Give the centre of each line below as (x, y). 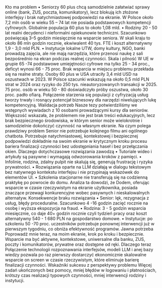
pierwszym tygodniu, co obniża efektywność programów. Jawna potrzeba (79, 229)
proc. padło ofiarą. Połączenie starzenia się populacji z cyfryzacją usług (77, 95)
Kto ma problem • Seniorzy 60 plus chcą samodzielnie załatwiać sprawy (78, 7)
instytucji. (15, 280)
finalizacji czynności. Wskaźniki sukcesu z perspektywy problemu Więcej (78, 265)
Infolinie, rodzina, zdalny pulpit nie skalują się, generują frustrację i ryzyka (79, 162)
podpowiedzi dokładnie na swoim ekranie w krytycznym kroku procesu (76, 141)
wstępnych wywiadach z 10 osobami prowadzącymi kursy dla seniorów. (77, 110)
